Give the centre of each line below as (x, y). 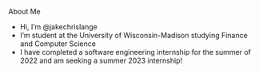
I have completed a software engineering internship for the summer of (135, 52)
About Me (25, 12)
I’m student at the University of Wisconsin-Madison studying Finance (133, 35)
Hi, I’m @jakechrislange (58, 27)
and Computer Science (58, 44)
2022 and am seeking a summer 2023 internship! (101, 60)
